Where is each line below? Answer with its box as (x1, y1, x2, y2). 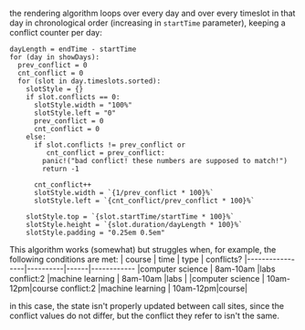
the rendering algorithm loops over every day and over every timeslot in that (9, 8, 296, 18)
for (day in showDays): (9, 53, 100, 62)
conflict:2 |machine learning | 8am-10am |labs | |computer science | (9, 273, 265, 284)
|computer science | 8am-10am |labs (136, 263, 276, 274)
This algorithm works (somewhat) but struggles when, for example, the (9, 244, 277, 254)
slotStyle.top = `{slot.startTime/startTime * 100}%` (26, 212, 235, 222)
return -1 (42, 164, 79, 173)
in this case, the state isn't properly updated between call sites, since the (9, 301, 285, 311)
